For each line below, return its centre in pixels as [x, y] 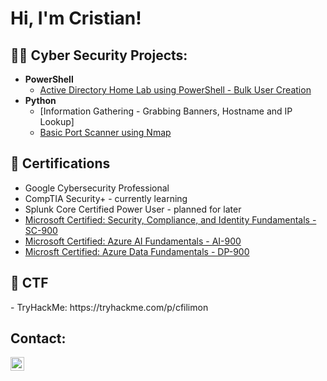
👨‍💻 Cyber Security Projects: [99, 55]
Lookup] [57, 121]
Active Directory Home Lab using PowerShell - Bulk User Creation [175, 90]
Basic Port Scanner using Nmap [105, 132]
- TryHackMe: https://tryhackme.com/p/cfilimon [109, 307]
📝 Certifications [60, 163]
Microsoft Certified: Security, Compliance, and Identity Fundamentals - [170, 219]
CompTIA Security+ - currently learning [106, 198]
